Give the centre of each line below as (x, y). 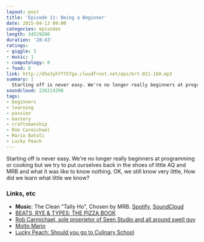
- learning (20, 107)
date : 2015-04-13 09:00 (36, 23)
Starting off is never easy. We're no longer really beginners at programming (101, 159)
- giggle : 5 (21, 51)
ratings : (17, 46)
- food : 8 (19, 68)
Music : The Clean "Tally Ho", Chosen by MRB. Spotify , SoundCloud (99, 207)
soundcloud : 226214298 (35, 91)
